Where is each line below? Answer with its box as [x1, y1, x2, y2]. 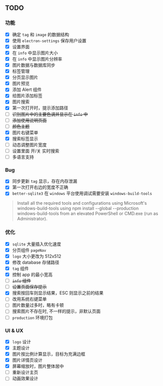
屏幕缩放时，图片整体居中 [12, 364, 64, 369]
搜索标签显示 [12, 135, 38, 141]
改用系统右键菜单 [12, 296, 47, 302]
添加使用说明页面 [12, 117, 47, 123]
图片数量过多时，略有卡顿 [12, 302, 64, 308]
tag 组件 [12, 266, 29, 272]
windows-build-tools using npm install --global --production [17, 205, 139, 212]
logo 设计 [12, 339, 31, 344]
